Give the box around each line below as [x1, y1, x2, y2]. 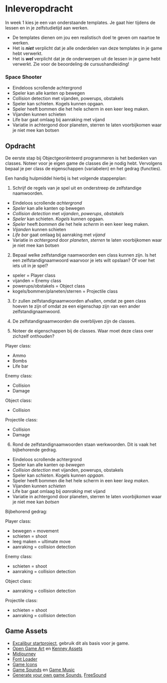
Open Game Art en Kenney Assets [12, 645, 83, 652]
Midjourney [12, 651, 36, 657]
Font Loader [12, 656, 38, 662]
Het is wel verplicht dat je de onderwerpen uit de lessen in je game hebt [12, 55, 161, 61]
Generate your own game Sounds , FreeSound [12, 672, 107, 678]
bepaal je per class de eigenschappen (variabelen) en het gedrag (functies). [5, 166, 162, 172]
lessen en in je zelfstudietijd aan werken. [5, 24, 89, 30]
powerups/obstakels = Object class [12, 283, 86, 289]
